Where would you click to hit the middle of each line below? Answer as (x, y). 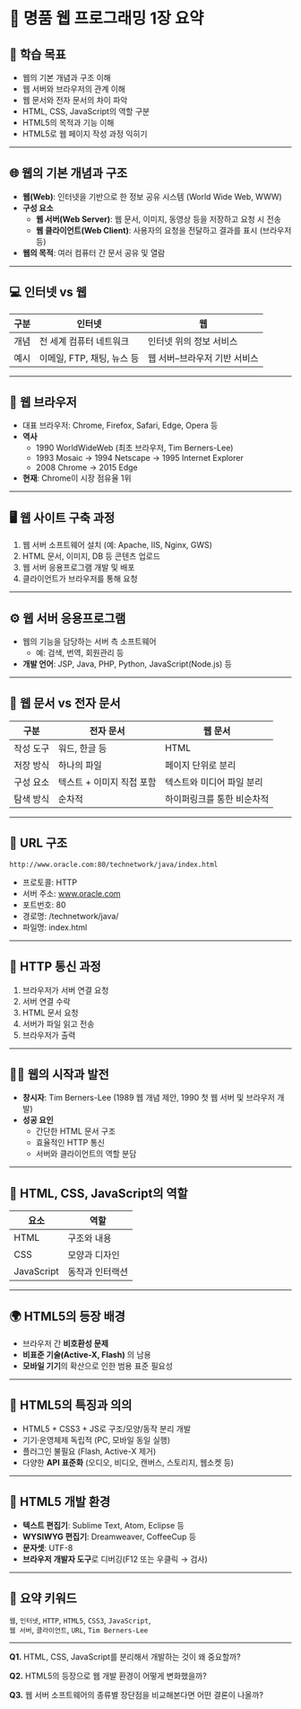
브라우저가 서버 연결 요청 (65, 990)
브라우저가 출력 (49, 1035)
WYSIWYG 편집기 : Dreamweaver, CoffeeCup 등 (109, 1536)
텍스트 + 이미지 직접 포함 (107, 782)
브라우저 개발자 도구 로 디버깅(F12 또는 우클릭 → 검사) (115, 1559)
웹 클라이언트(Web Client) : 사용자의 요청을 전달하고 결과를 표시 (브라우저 (163, 230)
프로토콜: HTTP (50, 882)
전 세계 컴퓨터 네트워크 (84, 341)
